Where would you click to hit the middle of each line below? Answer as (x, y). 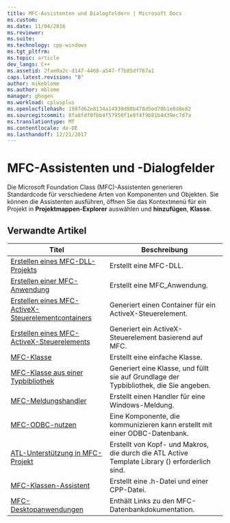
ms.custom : (23, 20)
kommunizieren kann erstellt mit (161, 425)
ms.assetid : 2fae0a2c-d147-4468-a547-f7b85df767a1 (81, 71)
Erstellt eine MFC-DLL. (146, 266)
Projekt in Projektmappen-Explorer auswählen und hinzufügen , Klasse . (110, 209)
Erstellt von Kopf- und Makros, (159, 444)
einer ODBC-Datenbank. (149, 433)
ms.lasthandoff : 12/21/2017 (47, 134)
